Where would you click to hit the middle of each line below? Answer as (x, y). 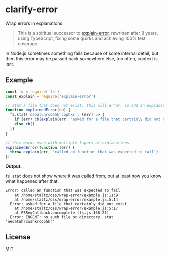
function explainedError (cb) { (38, 110)
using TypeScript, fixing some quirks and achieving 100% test (81, 38)
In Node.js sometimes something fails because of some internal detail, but (82, 53)
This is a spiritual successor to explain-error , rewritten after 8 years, (88, 33)
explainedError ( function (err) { (40, 147)
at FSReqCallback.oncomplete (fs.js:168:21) (62, 213)
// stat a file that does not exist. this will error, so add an (75, 105)
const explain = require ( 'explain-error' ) (50, 96)
